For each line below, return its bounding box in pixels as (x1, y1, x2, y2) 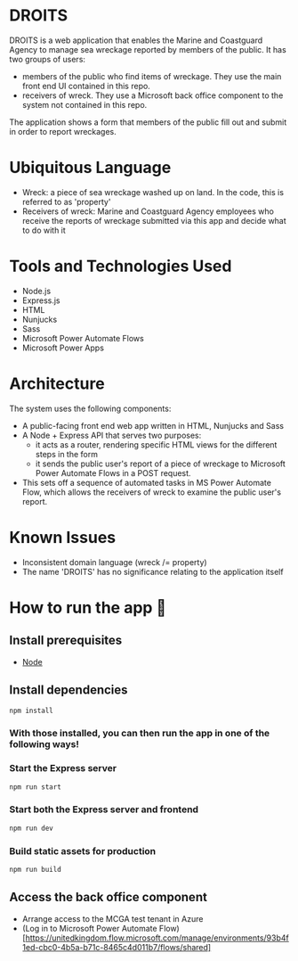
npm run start (9, 782, 62, 792)
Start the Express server (9, 762, 117, 775)
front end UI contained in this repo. (21, 80, 151, 91)
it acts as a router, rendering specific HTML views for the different (35, 439, 278, 450)
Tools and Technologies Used (9, 256, 232, 276)
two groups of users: (9, 53, 86, 64)
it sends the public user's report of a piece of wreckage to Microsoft (35, 458, 286, 469)
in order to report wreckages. (9, 126, 117, 136)
